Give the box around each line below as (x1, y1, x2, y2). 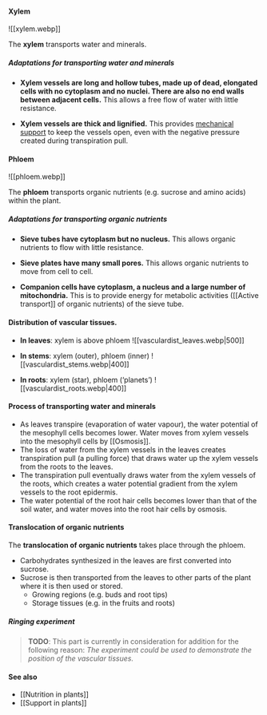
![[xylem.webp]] (8, 24, 62, 34)
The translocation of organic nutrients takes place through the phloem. (8, 540, 246, 550)
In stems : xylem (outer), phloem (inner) (19, 351, 150, 360)
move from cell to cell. (19, 267, 94, 276)
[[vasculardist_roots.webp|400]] (19, 383, 127, 393)
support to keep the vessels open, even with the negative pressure (19, 128, 240, 137)
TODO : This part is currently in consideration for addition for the (27, 636, 239, 646)
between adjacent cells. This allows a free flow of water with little (19, 95, 238, 105)
